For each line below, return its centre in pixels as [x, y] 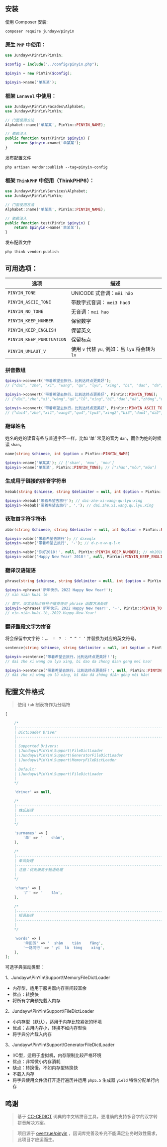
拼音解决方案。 [33, 1123]
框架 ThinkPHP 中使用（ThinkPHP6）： [50, 181]
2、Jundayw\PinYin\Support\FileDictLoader [50, 1011]
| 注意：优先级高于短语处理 [39, 870]
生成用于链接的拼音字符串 [36, 481]
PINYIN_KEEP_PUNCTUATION [37, 339]
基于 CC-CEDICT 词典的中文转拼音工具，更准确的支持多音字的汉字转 [87, 1117]
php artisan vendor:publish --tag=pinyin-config [56, 167]
